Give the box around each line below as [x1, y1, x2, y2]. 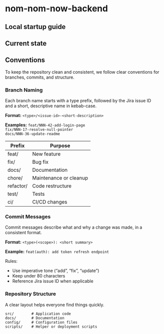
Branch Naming [5, 87, 43, 93]
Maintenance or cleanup [32, 175, 88, 182]
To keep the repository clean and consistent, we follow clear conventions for [5, 69, 160, 75]
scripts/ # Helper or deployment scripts [5, 324, 97, 329]
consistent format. [5, 230, 42, 236]
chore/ [7, 175, 23, 182]
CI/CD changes [32, 199, 68, 206]
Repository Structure [5, 291, 56, 298]
